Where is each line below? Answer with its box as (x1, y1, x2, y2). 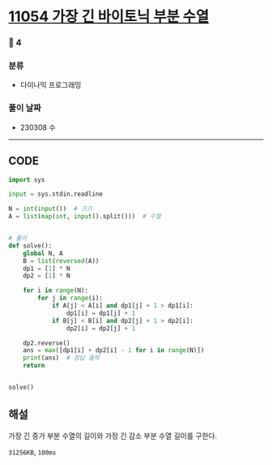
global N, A (23, 249, 63, 257)
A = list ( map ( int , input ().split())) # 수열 (8, 213, 162, 221)
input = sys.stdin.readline (8, 190, 104, 199)
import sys (8, 175, 45, 183)
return (23, 362, 45, 370)
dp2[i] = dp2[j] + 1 (66, 324, 136, 333)
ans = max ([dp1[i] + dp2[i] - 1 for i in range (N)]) (23, 347, 205, 355)
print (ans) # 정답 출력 (23, 354, 100, 362)
